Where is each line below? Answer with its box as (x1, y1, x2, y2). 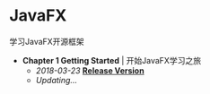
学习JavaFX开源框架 (9, 36, 85, 47)
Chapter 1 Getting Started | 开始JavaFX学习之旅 (22, 55, 202, 65)
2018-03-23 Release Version (35, 64, 145, 76)
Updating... (35, 74, 78, 85)
